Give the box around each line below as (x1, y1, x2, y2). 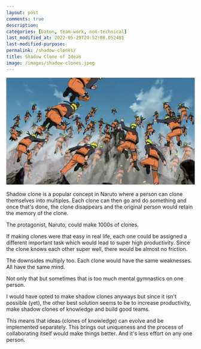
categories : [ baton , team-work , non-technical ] (6, 29, 127, 35)
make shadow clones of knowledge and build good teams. (6, 305, 150, 313)
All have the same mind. (6, 264, 66, 271)
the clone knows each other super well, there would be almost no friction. (6, 246, 188, 253)
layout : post (6, 10, 39, 16)
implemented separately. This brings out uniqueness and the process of (6, 323, 184, 331)
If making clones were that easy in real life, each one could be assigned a (6, 233, 187, 240)
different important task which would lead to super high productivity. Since (6, 239, 190, 246)
